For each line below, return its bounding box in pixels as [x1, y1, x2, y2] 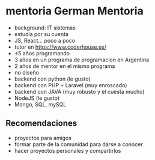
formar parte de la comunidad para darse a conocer [14, 140, 143, 148]
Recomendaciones [5, 118, 77, 129]
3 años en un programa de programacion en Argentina [14, 56, 150, 63]
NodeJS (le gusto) [14, 94, 60, 102]
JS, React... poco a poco [14, 37, 76, 44]
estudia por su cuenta [14, 30, 68, 37]
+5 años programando [14, 49, 70, 57]
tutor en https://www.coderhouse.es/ [14, 43, 106, 51]
